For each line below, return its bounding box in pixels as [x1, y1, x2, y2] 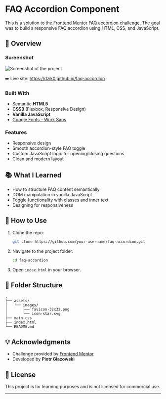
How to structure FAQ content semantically [12, 186, 100, 192]
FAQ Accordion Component [5, 3, 120, 15]
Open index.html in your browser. [12, 266, 82, 272]
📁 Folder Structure [5, 281, 63, 289]
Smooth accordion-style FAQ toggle [12, 145, 85, 151]
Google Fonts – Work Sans [12, 116, 67, 122]
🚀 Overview [5, 40, 41, 48]
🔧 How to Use [5, 217, 47, 225]
